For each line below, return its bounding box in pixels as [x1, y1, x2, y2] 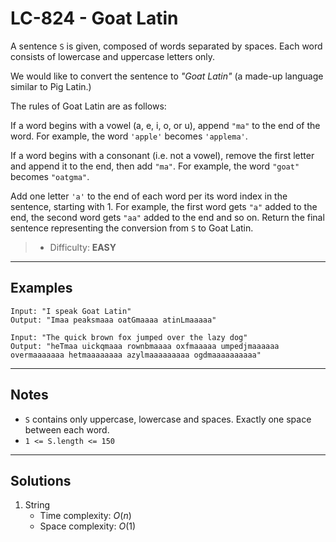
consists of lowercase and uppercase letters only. [10, 50, 216, 62]
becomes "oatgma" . [10, 170, 90, 182]
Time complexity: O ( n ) [39, 510, 132, 522]
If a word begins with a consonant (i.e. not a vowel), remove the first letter [10, 149, 315, 161]
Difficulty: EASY [49, 241, 117, 253]
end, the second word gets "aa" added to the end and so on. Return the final [10, 211, 325, 223]
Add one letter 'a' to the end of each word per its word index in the [10, 190, 288, 202]
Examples [10, 280, 73, 297]
